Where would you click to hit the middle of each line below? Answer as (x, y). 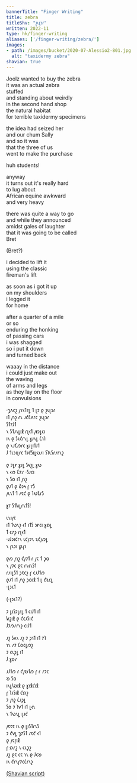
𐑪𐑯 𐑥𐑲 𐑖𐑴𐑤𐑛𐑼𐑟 (20, 645)
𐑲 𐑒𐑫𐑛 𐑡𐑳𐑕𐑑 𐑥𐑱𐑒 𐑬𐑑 (24, 733)
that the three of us (30, 147)
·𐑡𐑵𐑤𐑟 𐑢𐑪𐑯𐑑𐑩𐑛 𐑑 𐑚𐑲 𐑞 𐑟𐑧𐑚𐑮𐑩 (31, 410)
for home (17, 305)
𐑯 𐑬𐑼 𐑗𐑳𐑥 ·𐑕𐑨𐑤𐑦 (20, 472)
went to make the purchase (39, 153)
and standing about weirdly (39, 98)
